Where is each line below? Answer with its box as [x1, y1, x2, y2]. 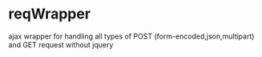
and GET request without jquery [8, 39, 114, 49]
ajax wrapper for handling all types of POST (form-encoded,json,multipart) [8, 31, 255, 41]
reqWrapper [8, 5, 91, 23]
